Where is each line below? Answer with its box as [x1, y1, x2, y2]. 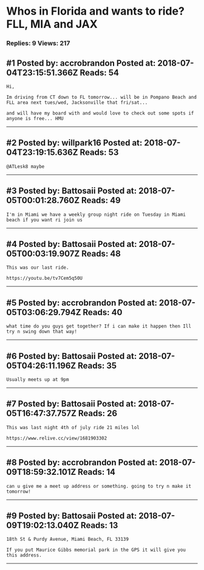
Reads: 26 [78, 408, 117, 419]
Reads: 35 [78, 360, 117, 371]
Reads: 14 [78, 467, 116, 477]
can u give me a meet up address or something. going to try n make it [6, 483, 191, 489]
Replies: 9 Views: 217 [6, 39, 70, 48]
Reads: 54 [80, 67, 120, 77]
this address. [6, 552, 42, 558]
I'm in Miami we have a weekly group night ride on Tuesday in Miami [6, 212, 186, 218]
